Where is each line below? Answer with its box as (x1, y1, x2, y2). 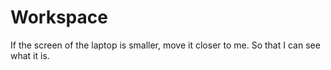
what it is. (10, 49, 50, 61)
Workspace (10, 6, 108, 29)
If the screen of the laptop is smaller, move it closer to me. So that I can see (10, 39, 321, 51)
